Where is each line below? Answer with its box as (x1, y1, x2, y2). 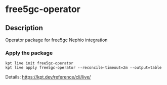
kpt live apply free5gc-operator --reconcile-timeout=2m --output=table (5, 65, 162, 70)
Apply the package (5, 49, 53, 56)
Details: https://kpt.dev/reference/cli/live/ (5, 74, 91, 80)
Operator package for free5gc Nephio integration (5, 37, 108, 43)
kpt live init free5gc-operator (5, 61, 73, 66)
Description (5, 24, 43, 32)
